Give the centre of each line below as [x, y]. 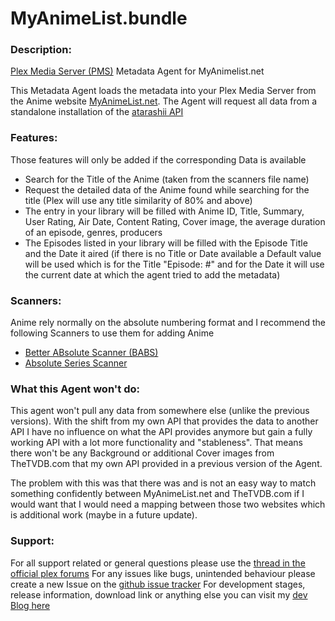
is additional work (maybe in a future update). [104, 515]
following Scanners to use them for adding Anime [112, 333]
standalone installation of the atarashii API [97, 112]
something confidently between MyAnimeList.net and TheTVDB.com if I [157, 494]
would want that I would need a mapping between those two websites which [168, 504]
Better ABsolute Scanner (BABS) [91, 353]
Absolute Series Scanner [76, 363]
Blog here [30, 605]
